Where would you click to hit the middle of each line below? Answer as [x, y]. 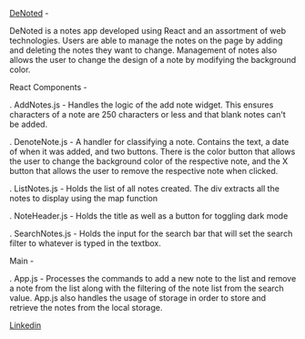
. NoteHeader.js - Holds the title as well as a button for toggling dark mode [149, 216]
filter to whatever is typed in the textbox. [86, 243]
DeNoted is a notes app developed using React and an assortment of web [148, 31]
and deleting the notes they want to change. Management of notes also [143, 50]
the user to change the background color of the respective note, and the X [149, 161]
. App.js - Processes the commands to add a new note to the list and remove [153, 278]
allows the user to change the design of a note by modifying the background [153, 60]
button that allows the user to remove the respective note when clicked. [144, 171]
